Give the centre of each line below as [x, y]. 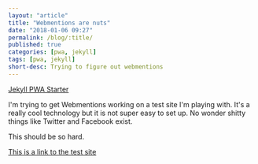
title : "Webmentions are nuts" [59, 23]
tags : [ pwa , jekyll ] [42, 60]
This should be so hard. [46, 136]
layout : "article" [38, 15]
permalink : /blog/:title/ [50, 37]
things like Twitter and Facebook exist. [70, 121]
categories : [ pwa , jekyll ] [52, 52]
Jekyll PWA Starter [39, 89]
